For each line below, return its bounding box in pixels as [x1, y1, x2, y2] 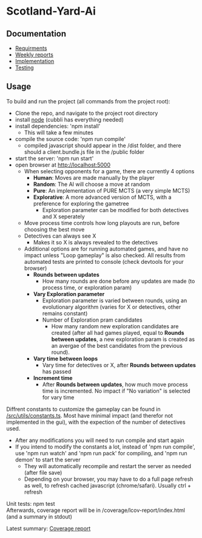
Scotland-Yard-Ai [6, 4, 96, 18]
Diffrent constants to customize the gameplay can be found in [6, 405, 161, 413]
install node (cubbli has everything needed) [15, 116, 124, 123]
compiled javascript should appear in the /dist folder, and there [24, 142, 181, 149]
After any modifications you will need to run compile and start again [15, 436, 184, 444]
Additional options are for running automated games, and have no [24, 245, 189, 252]
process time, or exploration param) [42, 284, 132, 291]
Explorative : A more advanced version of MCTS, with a [33, 193, 172, 201]
